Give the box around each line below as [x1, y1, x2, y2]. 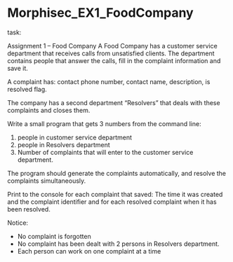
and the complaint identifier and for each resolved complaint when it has [7, 198, 217, 206]
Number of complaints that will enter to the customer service [17, 148, 194, 156]
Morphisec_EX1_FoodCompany [7, 5, 194, 21]
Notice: [7, 219, 29, 227]
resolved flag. [7, 85, 47, 93]
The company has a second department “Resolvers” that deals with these [7, 98, 220, 106]
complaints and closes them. [7, 106, 91, 114]
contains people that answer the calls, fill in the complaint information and [7, 56, 221, 64]
